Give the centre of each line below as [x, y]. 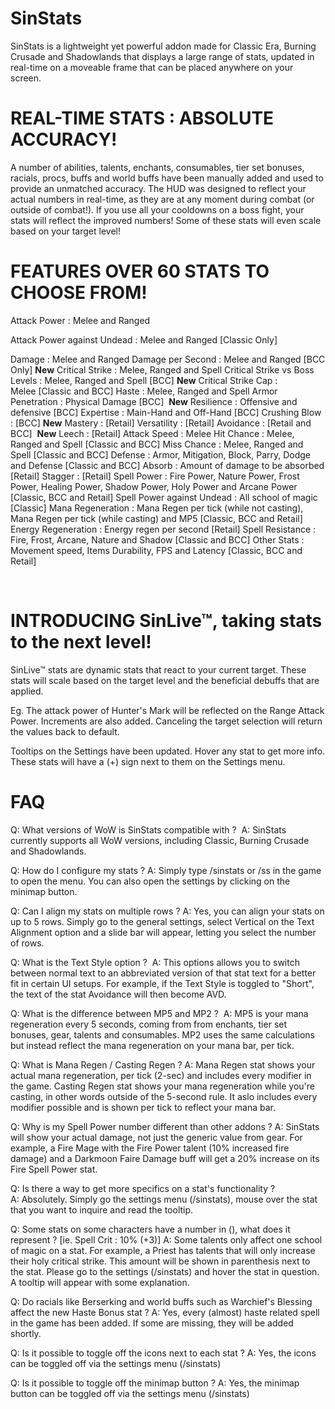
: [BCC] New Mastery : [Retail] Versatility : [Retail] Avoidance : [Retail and [161, 423]
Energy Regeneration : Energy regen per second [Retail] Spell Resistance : [163, 529]
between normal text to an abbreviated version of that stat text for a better [163, 973]
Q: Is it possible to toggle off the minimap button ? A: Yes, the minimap [155, 1383]
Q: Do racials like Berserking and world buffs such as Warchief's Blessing [161, 1301]
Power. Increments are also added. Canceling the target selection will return [166, 721]
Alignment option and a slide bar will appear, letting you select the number [163, 932]
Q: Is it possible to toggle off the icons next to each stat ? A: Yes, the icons [163, 1353]
